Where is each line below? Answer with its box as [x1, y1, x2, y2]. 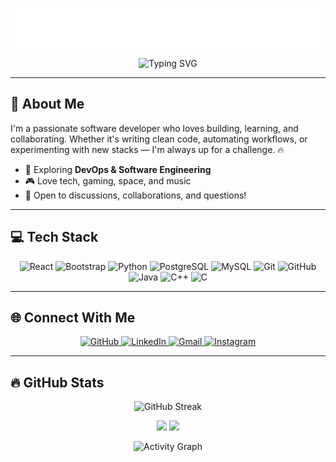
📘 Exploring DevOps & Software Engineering [24, 163, 212, 175]
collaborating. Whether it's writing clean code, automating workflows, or [10, 133, 308, 145]
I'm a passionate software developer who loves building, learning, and [10, 122, 299, 134]
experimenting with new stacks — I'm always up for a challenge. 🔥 [10, 143, 285, 155]
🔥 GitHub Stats [10, 374, 105, 391]
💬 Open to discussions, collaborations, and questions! [24, 189, 247, 201]
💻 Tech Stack [10, 229, 99, 246]
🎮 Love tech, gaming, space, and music [24, 174, 192, 187]
